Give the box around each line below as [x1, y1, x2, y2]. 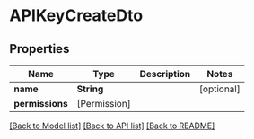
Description [139, 68, 191, 80]
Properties [9, 41, 70, 56]
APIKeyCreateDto [9, 5, 144, 26]
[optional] [198, 83, 241, 95]
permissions [13, 98, 69, 109]
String [76, 83, 104, 95]
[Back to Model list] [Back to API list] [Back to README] [9, 120, 215, 131]
